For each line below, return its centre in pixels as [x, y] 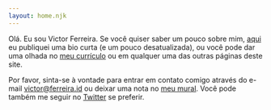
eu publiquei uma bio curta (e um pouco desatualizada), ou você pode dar [132, 47]
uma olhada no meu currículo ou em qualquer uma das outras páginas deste [135, 55]
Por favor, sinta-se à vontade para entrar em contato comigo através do [128, 79]
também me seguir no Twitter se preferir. [76, 96]
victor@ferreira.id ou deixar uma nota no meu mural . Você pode [130, 88]
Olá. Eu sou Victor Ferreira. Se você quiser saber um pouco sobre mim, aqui [135, 39]
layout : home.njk [38, 16]
